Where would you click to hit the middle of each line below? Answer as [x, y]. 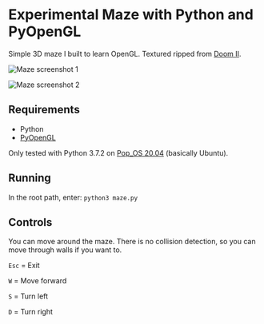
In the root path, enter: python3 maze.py [73, 197]
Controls [30, 222]
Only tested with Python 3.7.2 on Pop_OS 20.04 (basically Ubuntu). [118, 152]
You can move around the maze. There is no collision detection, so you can [132, 242]
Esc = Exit [24, 266]
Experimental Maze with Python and [131, 15]
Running [30, 178]
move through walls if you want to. [65, 250]
